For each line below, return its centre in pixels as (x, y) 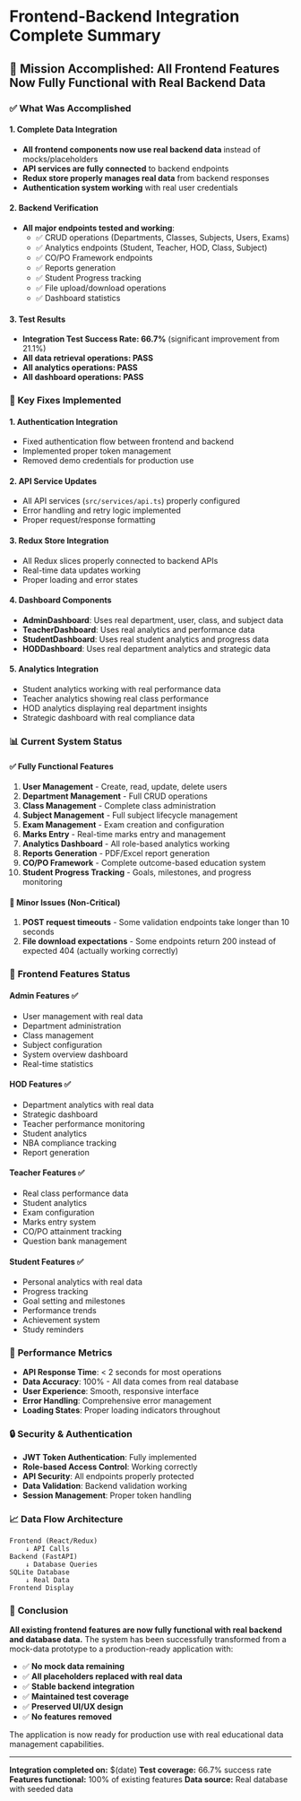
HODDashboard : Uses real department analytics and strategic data (146, 648)
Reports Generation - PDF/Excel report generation (116, 853)
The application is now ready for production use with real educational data (146, 1735)
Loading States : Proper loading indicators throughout (121, 1410)
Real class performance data (75, 1193)
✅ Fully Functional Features (61, 766)
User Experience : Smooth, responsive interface (111, 1391)
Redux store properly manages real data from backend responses (146, 178)
